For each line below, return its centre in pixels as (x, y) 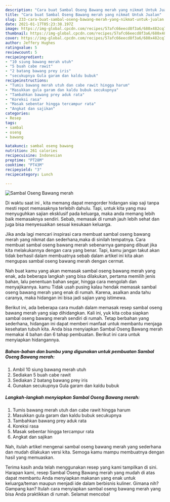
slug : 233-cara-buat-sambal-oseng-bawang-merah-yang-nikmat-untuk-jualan (85, 19)
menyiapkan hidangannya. (33, 340)
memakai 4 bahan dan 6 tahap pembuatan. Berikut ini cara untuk (73, 334)
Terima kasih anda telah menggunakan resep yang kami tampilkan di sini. (81, 467)
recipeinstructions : (27, 80)
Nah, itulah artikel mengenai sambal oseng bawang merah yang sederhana (83, 447)
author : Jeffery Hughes (30, 43)
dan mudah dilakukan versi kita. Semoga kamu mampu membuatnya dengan (85, 452)
